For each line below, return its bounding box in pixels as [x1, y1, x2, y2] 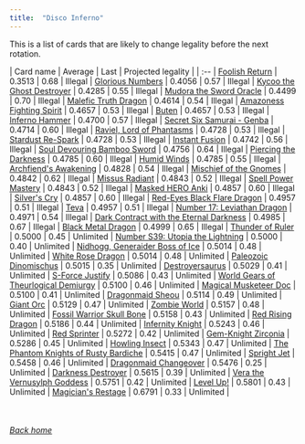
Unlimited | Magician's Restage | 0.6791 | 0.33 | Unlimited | [9, 386, 230, 397]
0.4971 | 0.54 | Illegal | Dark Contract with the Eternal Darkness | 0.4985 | [9, 211, 286, 222]
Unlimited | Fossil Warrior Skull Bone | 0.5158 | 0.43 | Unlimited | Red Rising [9, 308, 292, 320]
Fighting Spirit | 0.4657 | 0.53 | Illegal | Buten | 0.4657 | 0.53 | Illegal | [9, 104, 269, 115]
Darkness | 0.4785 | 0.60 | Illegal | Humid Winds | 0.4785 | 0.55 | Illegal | [9, 153, 281, 164]
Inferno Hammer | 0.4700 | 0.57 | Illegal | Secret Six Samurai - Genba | [9, 114, 274, 125]
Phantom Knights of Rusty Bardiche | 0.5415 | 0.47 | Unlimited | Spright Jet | [9, 347, 295, 358]
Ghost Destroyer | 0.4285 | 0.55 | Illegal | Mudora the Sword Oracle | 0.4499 [9, 85, 297, 96]
